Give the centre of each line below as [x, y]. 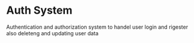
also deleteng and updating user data [53, 33]
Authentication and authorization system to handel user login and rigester [97, 27]
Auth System [39, 10]
